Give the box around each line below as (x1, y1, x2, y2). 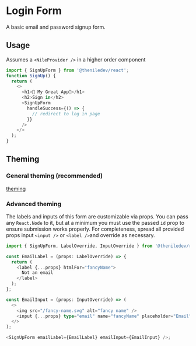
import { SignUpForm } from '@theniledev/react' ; (6, 67, 129, 73)
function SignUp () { (6, 73, 57, 78)
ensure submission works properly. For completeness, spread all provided (6, 225, 184, 232)
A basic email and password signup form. (6, 23, 106, 30)
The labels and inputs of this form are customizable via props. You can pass (6, 213, 188, 220)
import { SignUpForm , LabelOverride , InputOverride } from (6, 243, 153, 249)
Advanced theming (6, 200, 62, 208)
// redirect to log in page (32, 111, 100, 117)
